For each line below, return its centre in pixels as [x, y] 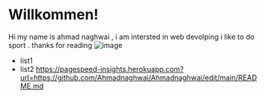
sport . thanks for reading [50, 45]
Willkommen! [53, 15]
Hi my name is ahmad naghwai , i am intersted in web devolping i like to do [132, 37]
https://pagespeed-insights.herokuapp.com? [110, 69]
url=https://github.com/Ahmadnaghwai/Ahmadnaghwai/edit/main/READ [139, 77]
